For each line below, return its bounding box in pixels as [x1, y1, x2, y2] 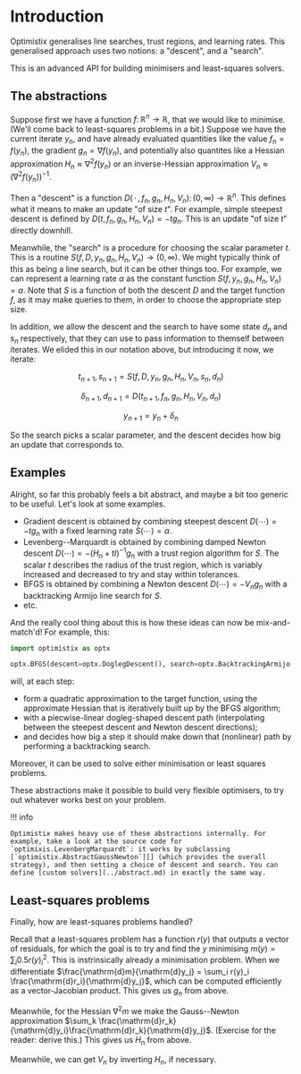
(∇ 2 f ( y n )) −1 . [10, 170, 52, 184]
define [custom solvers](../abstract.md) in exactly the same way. [10, 868, 267, 878]
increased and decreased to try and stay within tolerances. [22, 568, 240, 579]
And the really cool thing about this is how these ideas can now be [10, 617, 255, 627]
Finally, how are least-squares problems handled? [10, 916, 193, 927]
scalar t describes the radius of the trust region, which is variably [22, 559, 263, 570]
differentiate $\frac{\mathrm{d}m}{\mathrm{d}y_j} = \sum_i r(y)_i [10, 966, 249, 976]
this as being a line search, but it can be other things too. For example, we [10, 263, 282, 274]
